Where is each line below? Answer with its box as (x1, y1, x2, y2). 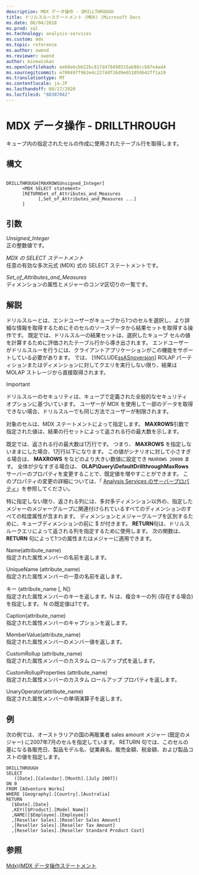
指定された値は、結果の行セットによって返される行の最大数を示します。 (6, 428, 182, 435)
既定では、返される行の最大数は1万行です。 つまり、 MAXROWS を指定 (6, 440, 181, 448)
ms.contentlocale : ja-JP (6, 81, 68, 87)
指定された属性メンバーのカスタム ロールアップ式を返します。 (6, 657, 159, 665)
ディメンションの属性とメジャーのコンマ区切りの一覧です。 (6, 281, 151, 288)
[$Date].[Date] (11, 801, 49, 807)
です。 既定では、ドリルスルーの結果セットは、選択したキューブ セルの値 (11, 332, 191, 339)
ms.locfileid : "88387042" (6, 92, 70, 97)
